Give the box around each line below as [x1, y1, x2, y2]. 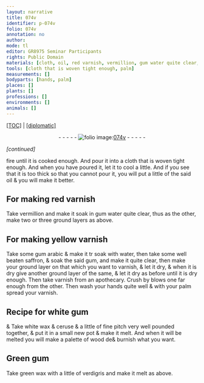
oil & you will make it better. [6, 176, 75, 184]
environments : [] [6, 99, 50, 105]
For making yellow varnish [6, 234, 108, 244]
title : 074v [6, 15, 36, 21]
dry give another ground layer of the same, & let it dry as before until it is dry [6, 270, 197, 277]
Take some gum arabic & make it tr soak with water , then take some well [6, 250, 187, 258]
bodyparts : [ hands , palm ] [6, 77, 72, 83]
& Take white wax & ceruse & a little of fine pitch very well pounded [6, 323, 175, 330]
